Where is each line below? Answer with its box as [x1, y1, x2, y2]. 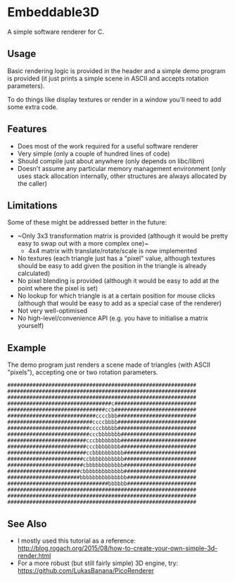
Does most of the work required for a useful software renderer [17, 141, 198, 150]
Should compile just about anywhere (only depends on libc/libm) [17, 156, 205, 165]
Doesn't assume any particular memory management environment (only [17, 164, 227, 172]
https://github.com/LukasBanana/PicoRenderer [17, 567, 155, 574]
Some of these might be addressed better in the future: [7, 218, 167, 227]
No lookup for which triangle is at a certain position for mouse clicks [17, 291, 216, 300]
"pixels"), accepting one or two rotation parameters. [7, 368, 158, 377]
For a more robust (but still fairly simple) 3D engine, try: [17, 559, 178, 567]
